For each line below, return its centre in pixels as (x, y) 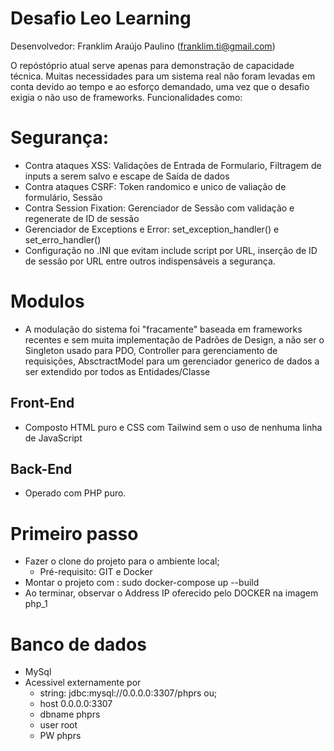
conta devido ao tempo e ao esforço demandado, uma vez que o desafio (160, 86)
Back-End (41, 469)
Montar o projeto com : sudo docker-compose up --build (142, 583)
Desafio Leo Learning (101, 18)
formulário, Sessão (63, 197)
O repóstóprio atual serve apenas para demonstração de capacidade (152, 65)
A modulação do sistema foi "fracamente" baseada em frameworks (163, 329)
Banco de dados (78, 644)
